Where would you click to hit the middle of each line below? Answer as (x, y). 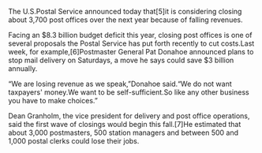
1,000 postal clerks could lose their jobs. (74, 141)
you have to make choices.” (53, 101)
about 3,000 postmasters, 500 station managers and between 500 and (124, 132)
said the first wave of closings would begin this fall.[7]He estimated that (125, 124)
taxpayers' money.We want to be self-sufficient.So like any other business (129, 92)
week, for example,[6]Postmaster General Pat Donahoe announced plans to (131, 52)
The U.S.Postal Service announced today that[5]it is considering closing (125, 11)
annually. (23, 69)
